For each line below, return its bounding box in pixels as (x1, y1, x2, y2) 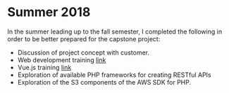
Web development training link (17, 55, 106, 64)
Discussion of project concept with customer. (17, 48, 150, 57)
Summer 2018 (7, 4, 91, 20)
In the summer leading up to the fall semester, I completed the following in (7, 27, 223, 36)
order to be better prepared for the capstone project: (7, 34, 161, 43)
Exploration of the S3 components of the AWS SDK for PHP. (17, 78, 192, 86)
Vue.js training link (17, 63, 72, 71)
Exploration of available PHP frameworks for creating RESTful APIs (17, 71, 211, 79)
